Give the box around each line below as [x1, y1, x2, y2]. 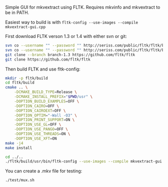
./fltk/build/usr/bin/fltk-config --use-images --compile [5, 159, 128, 164]
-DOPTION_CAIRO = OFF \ [14, 103, 59, 108]
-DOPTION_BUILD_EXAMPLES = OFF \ [14, 98, 79, 104]
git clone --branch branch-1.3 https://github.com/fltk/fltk [5, 52, 135, 57]
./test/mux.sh [5, 177, 35, 183]
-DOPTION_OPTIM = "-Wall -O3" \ [14, 112, 77, 118]
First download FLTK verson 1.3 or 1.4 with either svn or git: [5, 33, 127, 39]
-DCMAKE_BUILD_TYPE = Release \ [14, 89, 77, 94]
